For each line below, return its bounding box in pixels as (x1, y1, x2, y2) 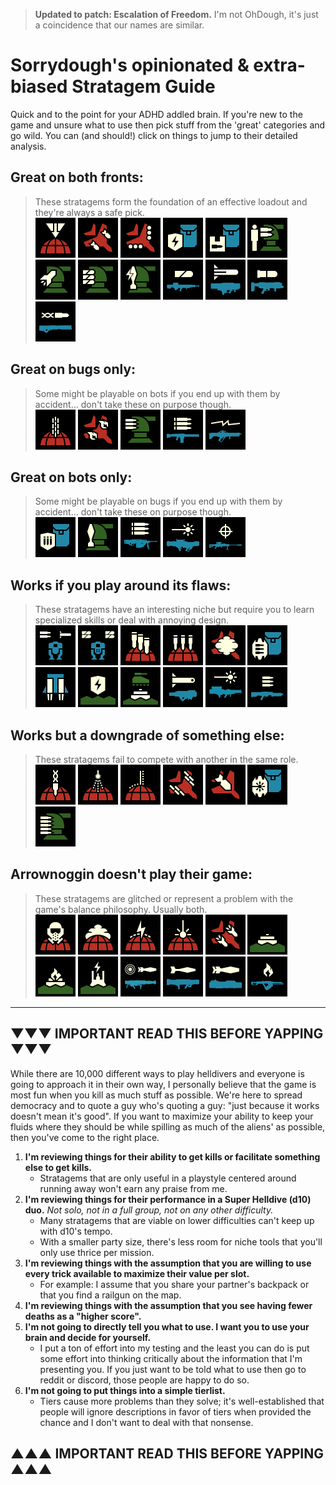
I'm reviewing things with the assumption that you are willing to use (24, 1257, 312, 1269)
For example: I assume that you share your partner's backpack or (39, 1278, 310, 1290)
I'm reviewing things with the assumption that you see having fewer (24, 1299, 313, 1311)
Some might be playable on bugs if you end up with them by (34, 495, 283, 508)
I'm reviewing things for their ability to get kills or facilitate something (24, 1150, 321, 1163)
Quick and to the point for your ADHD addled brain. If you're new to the (10, 108, 303, 120)
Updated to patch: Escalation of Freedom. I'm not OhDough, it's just (34, 9, 319, 20)
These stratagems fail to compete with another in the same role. (34, 754, 299, 765)
